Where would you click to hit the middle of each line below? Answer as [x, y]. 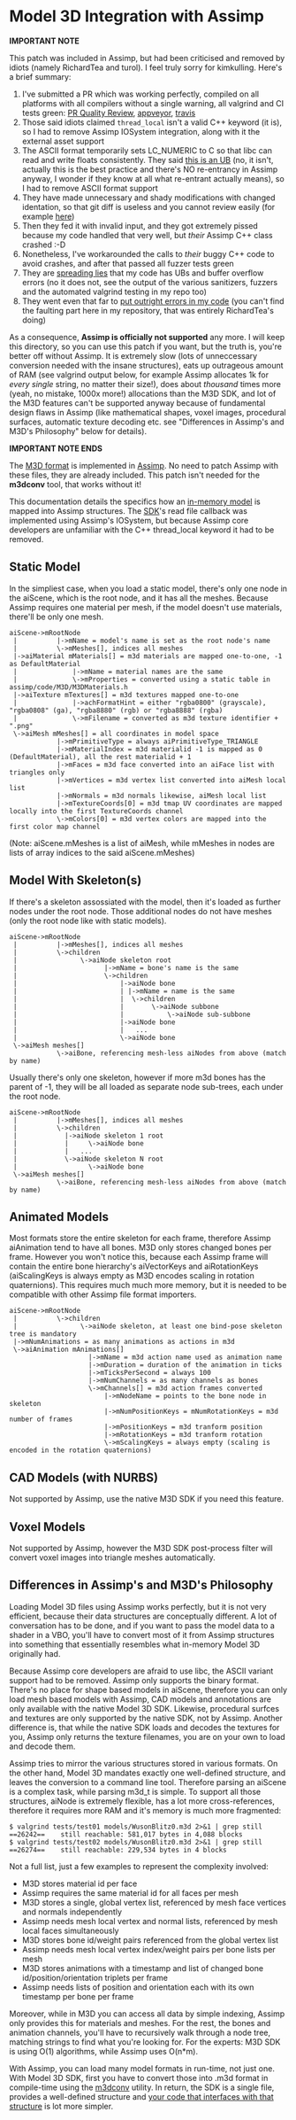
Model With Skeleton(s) [76, 880]
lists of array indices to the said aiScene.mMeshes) [102, 852]
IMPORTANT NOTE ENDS [56, 448]
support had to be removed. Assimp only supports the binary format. [134, 1680]
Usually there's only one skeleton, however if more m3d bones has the [137, 1077]
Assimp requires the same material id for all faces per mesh [130, 1892]
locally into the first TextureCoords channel [96, 811]
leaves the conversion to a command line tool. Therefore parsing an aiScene [148, 1782]
